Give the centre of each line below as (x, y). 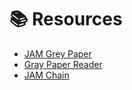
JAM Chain (46, 75)
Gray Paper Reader (63, 64)
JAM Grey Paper (57, 53)
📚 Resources (66, 19)
